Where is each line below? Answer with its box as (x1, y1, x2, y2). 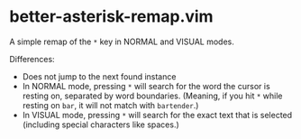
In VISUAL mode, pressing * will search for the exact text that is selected (22, 109, 293, 120)
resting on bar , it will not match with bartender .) (22, 99, 199, 110)
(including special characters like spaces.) (22, 119, 180, 130)
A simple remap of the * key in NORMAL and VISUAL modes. (9, 36, 234, 47)
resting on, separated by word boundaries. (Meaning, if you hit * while (22, 90, 283, 101)
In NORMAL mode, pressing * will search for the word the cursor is (22, 80, 270, 91)
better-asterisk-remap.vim (9, 6, 214, 27)
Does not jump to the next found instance (22, 70, 177, 82)
